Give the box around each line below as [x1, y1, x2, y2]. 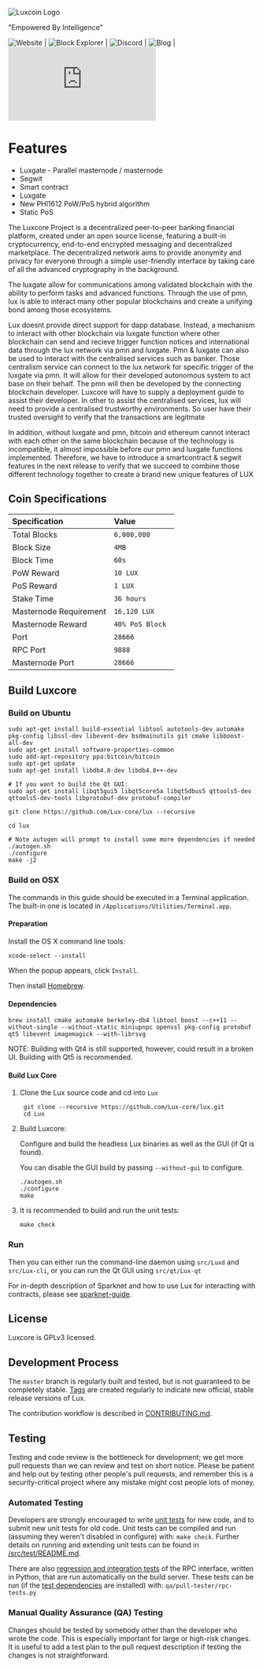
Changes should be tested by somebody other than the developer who [8, 1625, 238, 1635]
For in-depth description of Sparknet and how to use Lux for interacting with [8, 1281, 256, 1290]
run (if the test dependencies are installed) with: [8, 1581, 164, 1590]
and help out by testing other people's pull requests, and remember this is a [8, 1469, 254, 1479]
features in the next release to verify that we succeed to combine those [8, 461, 240, 471]
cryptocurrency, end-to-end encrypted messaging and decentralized [8, 239, 232, 248]
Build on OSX [8, 875, 60, 886]
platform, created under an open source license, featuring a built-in [8, 231, 227, 240]
